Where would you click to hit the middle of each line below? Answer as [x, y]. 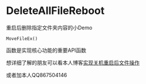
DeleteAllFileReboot [55, 11]
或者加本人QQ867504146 [37, 75]
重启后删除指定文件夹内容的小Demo [49, 27]
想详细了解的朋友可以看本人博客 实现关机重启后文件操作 [73, 62]
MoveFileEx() [22, 38]
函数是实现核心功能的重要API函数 [46, 50]
